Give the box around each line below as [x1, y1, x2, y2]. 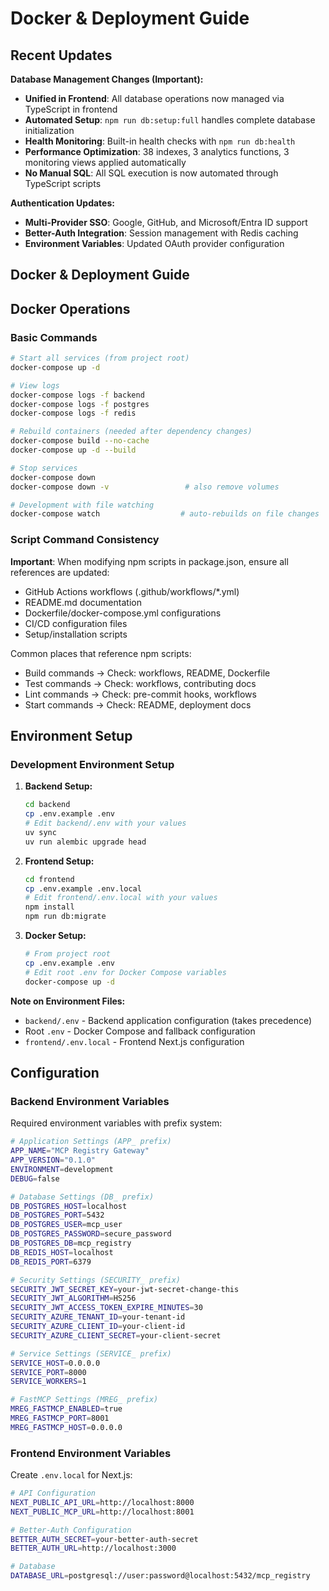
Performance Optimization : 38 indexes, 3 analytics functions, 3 [24, 146, 290, 157]
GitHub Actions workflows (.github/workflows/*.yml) [24, 585, 240, 597]
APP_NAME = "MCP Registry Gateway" [10, 1146, 150, 1156]
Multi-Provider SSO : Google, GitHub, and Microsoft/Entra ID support [24, 217, 308, 228]
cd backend [24, 800, 71, 810]
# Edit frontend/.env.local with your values [24, 893, 218, 903]
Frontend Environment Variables [10, 1446, 172, 1460]
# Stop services [10, 463, 78, 473]
